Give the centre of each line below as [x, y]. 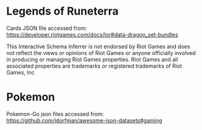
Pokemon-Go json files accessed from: [55, 114]
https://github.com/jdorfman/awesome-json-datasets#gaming [84, 120]
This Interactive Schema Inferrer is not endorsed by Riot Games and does [98, 46]
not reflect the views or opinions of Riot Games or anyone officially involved [101, 52]
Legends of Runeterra [62, 11]
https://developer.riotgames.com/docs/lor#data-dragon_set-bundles [92, 34]
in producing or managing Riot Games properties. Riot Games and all [92, 59]
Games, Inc [21, 72]
